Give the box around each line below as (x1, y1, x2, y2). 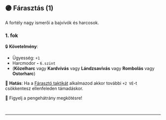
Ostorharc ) (12, 71, 36, 77)
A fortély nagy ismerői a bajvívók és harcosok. (5, 19, 99, 26)
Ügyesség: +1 (12, 55, 41, 61)
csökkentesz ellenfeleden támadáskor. (5, 85, 83, 91)
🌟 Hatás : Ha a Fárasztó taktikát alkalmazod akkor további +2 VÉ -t (5, 80, 137, 86)
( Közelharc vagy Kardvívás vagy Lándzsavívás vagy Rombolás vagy (12, 66, 155, 72)
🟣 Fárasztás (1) (5, 4, 53, 12)
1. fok (5, 32, 18, 39)
